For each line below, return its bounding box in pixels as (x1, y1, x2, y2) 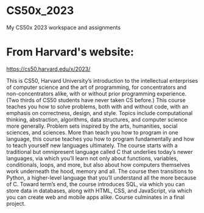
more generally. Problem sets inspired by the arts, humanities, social (6, 122, 178, 130)
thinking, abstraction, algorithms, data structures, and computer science (6, 116, 188, 123)
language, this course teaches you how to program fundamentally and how (6, 135, 195, 142)
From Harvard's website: (6, 45, 134, 59)
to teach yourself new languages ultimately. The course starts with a (6, 141, 178, 149)
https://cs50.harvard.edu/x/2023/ (6, 65, 91, 72)
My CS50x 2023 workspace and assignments (6, 24, 121, 31)
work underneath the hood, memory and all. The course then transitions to (6, 167, 194, 175)
